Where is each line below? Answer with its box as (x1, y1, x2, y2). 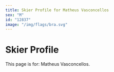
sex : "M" (5, 12, 24, 17)
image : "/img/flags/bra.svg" (5, 22, 68, 27)
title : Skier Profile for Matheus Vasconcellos (5, 7, 109, 13)
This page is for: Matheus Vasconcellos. (5, 61, 90, 67)
